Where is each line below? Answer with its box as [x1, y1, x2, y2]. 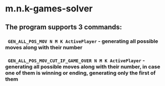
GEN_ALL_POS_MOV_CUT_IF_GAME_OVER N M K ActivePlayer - [7, 57, 145, 64]
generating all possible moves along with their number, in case [5, 63, 160, 70]
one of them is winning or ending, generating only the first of [5, 70, 156, 77]
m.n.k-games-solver [5, 3, 93, 14]
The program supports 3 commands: [5, 23, 122, 31]
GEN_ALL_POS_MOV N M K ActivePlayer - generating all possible [7, 38, 158, 45]
